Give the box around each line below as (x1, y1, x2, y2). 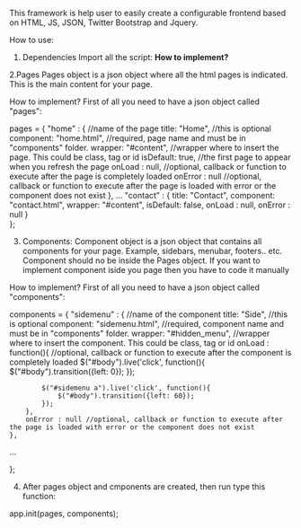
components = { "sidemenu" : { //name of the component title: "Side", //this (9, 309, 288, 320)
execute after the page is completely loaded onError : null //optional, (9, 171, 262, 181)
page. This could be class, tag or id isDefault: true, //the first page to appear (9, 152, 291, 163)
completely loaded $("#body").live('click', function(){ (9, 356, 205, 367)
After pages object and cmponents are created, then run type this (22, 481, 266, 492)
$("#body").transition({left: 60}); (57, 392, 195, 400)
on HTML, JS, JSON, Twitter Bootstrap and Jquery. (9, 17, 199, 28)
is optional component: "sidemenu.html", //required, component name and (9, 319, 285, 329)
